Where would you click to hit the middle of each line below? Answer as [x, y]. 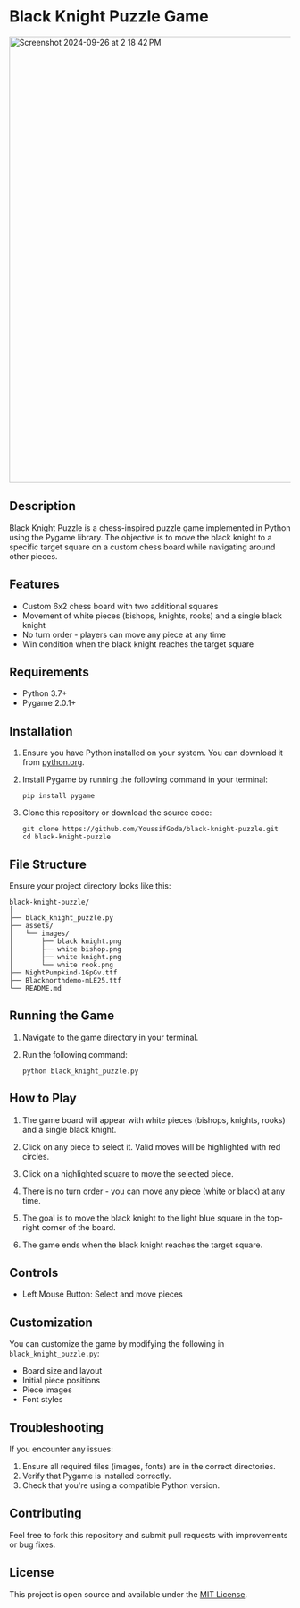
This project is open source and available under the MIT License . [129, 1594]
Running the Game [62, 1016]
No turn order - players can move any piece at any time [124, 634]
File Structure [48, 864]
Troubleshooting [57, 1428]
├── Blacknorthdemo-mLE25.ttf [66, 981]
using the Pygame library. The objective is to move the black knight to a [141, 537]
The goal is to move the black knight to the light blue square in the [144, 1218]
